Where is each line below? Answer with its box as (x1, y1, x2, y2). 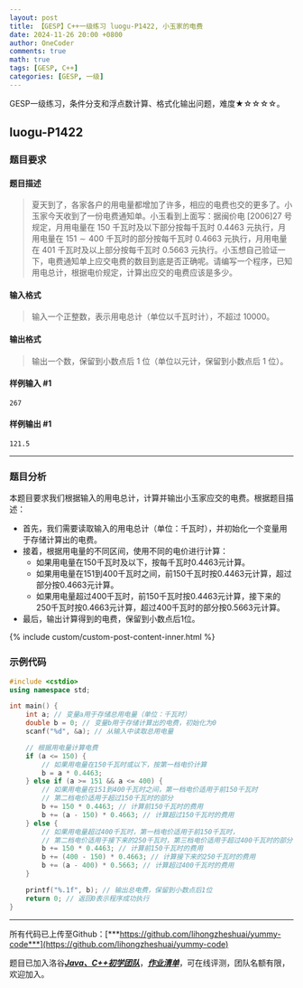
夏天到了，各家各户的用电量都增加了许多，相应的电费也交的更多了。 (31, 200, 285, 211)
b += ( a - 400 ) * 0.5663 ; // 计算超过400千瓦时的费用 (41, 861, 234, 870)
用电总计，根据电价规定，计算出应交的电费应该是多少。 (31, 268, 237, 278)
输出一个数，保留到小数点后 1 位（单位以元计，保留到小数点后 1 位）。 (31, 355, 289, 366)
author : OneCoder (9, 38, 75, 48)
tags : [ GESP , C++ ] (9, 64, 78, 73)
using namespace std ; (9, 685, 91, 694)
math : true (9, 55, 50, 64)
